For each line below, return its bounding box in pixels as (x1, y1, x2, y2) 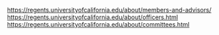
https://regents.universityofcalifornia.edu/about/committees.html (7, 21, 190, 28)
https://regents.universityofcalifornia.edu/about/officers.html (7, 13, 179, 21)
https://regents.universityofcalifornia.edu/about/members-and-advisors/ (7, 6, 212, 14)
